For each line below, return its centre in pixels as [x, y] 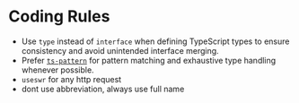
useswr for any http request [71, 79]
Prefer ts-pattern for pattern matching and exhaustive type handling [149, 60]
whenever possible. [58, 70]
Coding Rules [59, 17]
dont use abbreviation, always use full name [103, 89]
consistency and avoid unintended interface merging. [120, 50]
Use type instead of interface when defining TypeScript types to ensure [155, 41]
